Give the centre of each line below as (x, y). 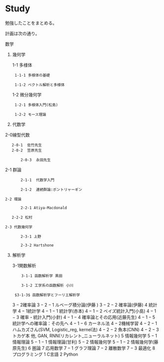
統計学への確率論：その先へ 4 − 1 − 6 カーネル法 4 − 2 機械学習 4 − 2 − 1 (85, 323)
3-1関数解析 (24, 266)
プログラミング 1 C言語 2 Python (45, 354)
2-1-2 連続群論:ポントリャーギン (51, 189)
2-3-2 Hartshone (37, 245)
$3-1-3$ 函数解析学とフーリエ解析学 (47, 295)
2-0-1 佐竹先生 (27, 145)
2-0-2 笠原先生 (27, 150)
